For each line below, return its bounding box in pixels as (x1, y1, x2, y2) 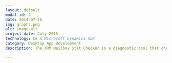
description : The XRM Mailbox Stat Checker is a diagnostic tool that (5, 46, 159, 51)
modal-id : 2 (5, 12, 31, 17)
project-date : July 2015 (5, 31, 58, 36)
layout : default (5, 7, 40, 13)
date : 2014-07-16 (5, 17, 42, 22)
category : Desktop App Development (5, 41, 81, 46)
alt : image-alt (5, 27, 38, 32)
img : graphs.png (5, 22, 40, 27)
